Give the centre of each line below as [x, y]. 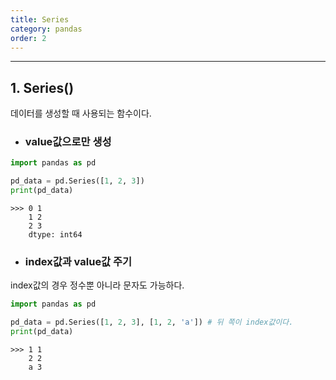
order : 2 [28, 38]
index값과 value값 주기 [78, 262]
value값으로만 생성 [68, 142]
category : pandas [46, 29]
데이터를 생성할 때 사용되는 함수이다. [81, 113]
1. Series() [42, 87]
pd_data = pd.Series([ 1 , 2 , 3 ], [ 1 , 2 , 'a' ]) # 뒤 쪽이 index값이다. [152, 322]
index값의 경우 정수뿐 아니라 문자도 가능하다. [97, 285]
